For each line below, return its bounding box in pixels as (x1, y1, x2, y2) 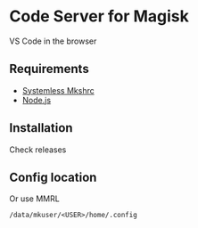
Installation (9, 120, 73, 135)
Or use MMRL (9, 193, 60, 204)
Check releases (9, 144, 67, 155)
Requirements (9, 61, 89, 77)
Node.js (21, 94, 52, 105)
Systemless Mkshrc (21, 85, 95, 95)
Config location (9, 169, 97, 184)
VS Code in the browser (9, 36, 97, 46)
